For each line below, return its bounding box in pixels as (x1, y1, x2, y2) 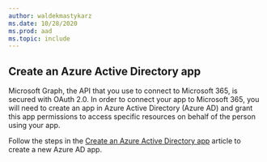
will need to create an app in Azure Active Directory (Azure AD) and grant (8, 103, 253, 113)
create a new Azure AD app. (8, 145, 103, 155)
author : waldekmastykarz (8, 11, 92, 20)
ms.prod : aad (8, 27, 53, 35)
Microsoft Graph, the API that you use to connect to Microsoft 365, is (8, 86, 238, 96)
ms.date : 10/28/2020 (8, 19, 78, 28)
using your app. (8, 121, 61, 130)
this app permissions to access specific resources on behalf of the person (8, 112, 256, 122)
